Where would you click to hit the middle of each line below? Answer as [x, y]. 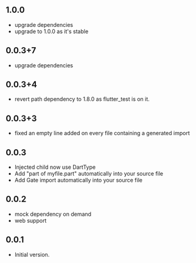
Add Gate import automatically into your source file [78, 180]
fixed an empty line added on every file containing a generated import [102, 133]
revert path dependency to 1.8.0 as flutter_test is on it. [82, 99]
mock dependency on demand [53, 214]
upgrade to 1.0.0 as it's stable [51, 31]
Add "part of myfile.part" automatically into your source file [89, 174]
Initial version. [32, 254]
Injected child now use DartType [55, 167]
